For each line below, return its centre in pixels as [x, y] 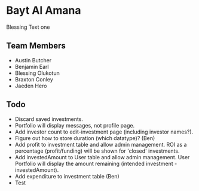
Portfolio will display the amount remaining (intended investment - [96, 163]
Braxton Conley [34, 79]
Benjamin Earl [32, 66]
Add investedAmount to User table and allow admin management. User [102, 157]
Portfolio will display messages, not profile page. [75, 125]
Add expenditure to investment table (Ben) [67, 176]
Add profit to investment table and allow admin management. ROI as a [101, 144]
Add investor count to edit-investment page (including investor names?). [104, 132]
